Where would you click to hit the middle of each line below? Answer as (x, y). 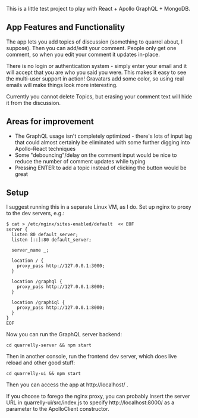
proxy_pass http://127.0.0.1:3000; (61, 266)
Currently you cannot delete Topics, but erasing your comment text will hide (99, 96)
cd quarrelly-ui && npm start (44, 374)
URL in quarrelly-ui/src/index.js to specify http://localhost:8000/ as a (90, 402)
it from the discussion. (34, 103)
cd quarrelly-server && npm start (49, 345)
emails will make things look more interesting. (62, 85)
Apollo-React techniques (45, 148)
